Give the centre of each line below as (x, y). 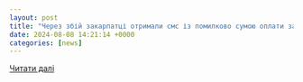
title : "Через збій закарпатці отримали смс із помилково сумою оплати (147, 26)
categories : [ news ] (46, 43)
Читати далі (32, 68)
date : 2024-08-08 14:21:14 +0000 (72, 34)
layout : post (34, 18)
